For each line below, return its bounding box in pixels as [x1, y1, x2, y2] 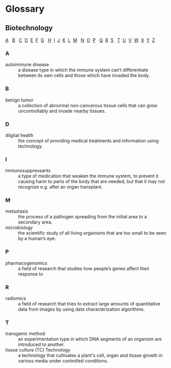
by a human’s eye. [18, 235, 56, 241]
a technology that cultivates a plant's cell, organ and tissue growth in [18, 352, 163, 359]
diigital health [5, 132, 34, 138]
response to [18, 271, 43, 277]
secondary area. [18, 219, 53, 226]
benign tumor [5, 97, 34, 103]
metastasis [5, 208, 29, 214]
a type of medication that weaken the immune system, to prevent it [18, 173, 159, 179]
